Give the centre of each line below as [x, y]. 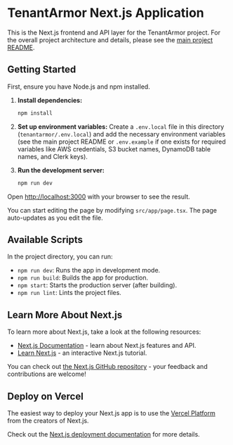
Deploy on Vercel [46, 396]
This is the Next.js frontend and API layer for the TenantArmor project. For [114, 32]
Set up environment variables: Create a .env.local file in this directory [121, 126]
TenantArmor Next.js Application [106, 13]
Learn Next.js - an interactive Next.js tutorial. [82, 353]
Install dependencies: [50, 100]
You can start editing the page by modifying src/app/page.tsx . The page [112, 210]
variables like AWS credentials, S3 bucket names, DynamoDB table [114, 149]
